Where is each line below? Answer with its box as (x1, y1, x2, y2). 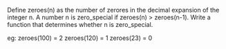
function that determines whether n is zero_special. (7, 21, 153, 28)
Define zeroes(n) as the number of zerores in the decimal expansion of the (7, 6, 220, 14)
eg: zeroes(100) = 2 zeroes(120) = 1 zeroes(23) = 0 (7, 34, 153, 42)
